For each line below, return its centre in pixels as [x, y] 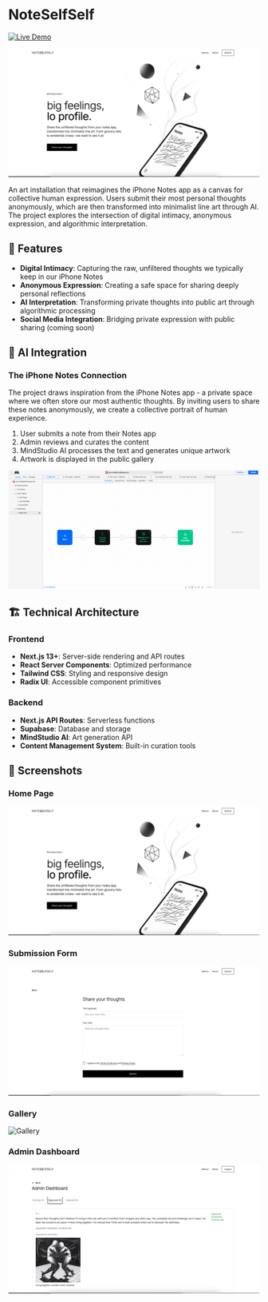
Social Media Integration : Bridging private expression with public [127, 319]
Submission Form [43, 954]
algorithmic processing [57, 310]
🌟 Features [35, 249]
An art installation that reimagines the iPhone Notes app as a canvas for [126, 189]
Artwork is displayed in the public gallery [87, 459]
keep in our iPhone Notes [61, 277]
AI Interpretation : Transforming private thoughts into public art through [137, 302]
